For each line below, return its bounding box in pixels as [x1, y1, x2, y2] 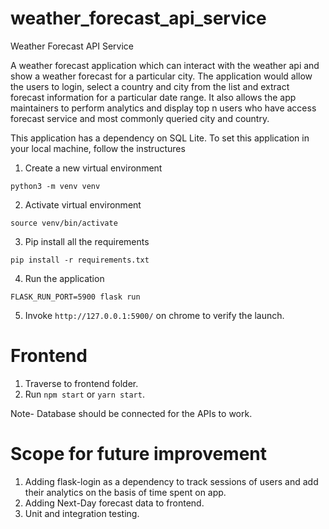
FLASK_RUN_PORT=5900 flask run [10, 292, 141, 302]
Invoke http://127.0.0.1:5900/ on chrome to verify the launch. [24, 309, 285, 321]
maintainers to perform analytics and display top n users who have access [10, 102, 317, 114]
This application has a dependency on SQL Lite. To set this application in [10, 132, 310, 144]
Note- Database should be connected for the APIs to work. [10, 407, 253, 419]
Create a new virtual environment [24, 162, 163, 174]
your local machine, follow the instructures [10, 142, 186, 154]
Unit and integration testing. [24, 507, 140, 519]
